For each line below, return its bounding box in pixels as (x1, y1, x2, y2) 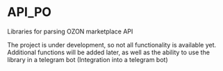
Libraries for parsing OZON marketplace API (7, 27, 133, 35)
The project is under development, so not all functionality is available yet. (7, 40, 217, 49)
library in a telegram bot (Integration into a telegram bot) (7, 55, 168, 63)
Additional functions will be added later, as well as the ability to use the (7, 48, 210, 56)
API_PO (7, 4, 52, 20)
